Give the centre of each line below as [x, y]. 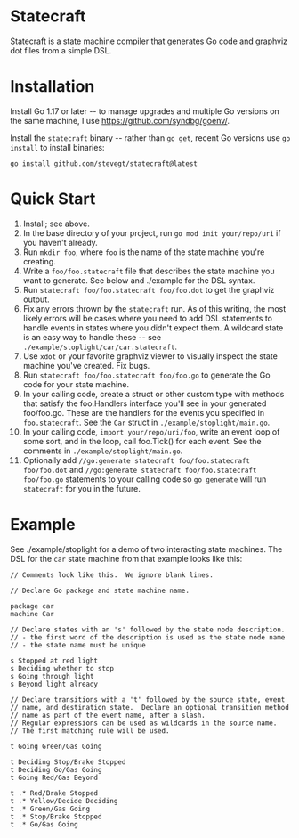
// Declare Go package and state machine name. [100, 590]
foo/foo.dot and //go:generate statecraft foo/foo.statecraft [140, 469]
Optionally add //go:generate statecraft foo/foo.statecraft [136, 460]
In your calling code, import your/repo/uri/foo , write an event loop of [151, 431]
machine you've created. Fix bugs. [86, 365]
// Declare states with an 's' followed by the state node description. [148, 630]
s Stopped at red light [54, 661]
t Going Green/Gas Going [56, 746]
